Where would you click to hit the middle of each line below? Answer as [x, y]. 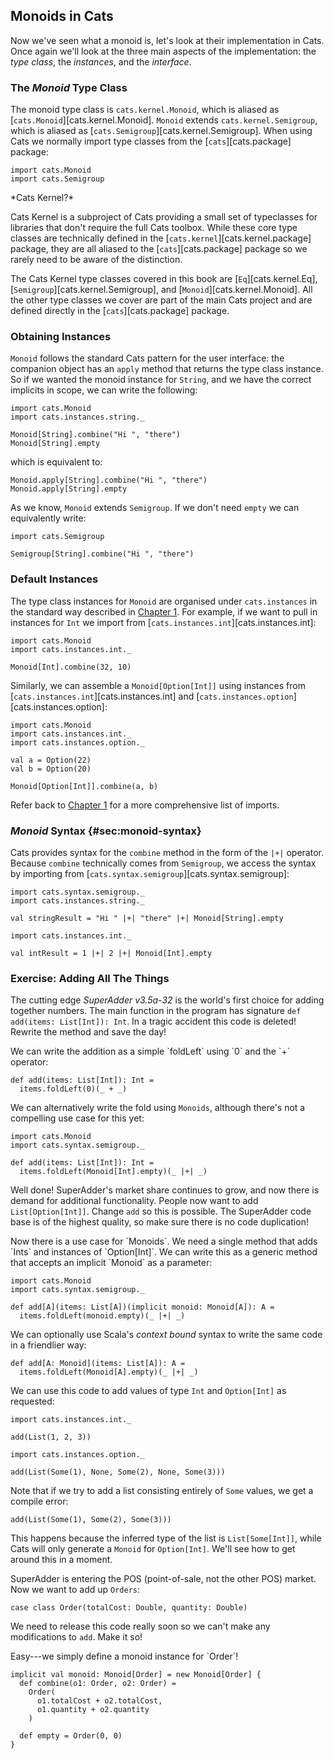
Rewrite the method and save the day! [88, 1032]
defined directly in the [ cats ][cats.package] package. [120, 311]
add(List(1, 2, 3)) [51, 1437]
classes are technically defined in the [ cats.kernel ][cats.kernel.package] [161, 238]
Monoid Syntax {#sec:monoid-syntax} [106, 831]
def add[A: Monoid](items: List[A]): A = [98, 1364]
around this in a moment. [61, 1560]
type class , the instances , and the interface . [101, 61]
